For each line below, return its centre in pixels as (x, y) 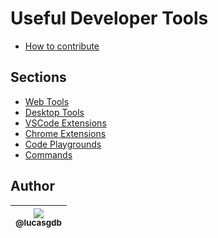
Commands (48, 154)
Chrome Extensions (65, 133)
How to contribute (62, 46)
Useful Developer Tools (109, 18)
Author (32, 186)
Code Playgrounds (63, 144)
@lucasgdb (38, 223)
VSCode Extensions (65, 123)
